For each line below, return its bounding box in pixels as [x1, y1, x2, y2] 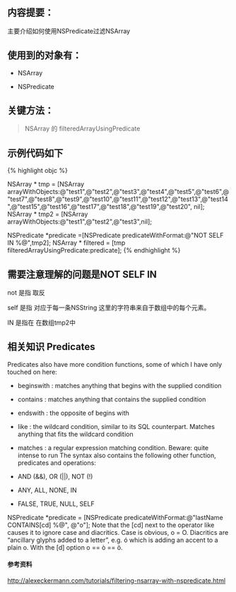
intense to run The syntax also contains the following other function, [17, 451, 217, 459]
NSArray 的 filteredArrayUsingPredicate [24, 124, 141, 133]
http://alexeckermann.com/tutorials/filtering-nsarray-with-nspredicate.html [7, 576, 226, 585]
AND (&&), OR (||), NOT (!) [17, 472, 93, 481]
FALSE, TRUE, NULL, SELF [17, 500, 95, 508]
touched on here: [7, 368, 58, 376]
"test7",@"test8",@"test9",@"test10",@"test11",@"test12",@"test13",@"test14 [7, 195, 228, 203]
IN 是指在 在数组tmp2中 [7, 318, 76, 327]
